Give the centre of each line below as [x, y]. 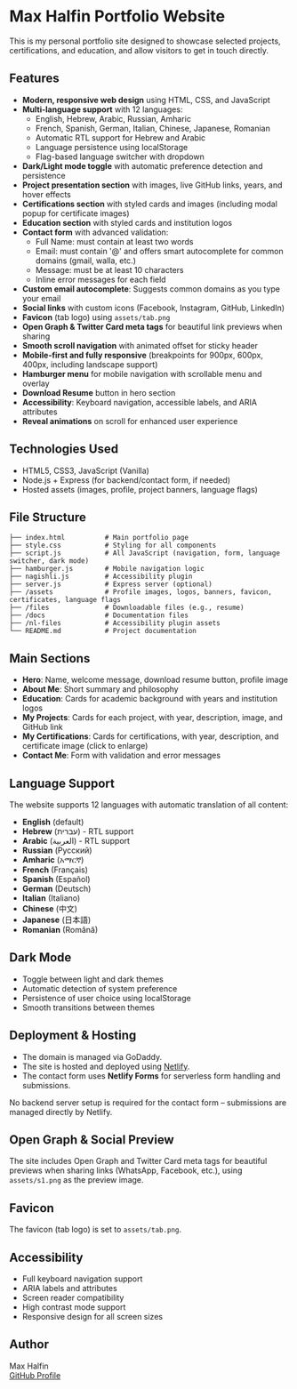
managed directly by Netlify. [61, 1112]
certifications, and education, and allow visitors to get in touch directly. [139, 50]
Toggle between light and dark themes [93, 979]
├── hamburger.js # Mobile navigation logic [107, 569]
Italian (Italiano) [51, 898]
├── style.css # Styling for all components [113, 546]
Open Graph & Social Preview [92, 1140]
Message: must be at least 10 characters [109, 269]
